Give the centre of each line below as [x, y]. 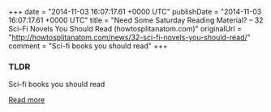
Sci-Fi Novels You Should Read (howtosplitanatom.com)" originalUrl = [125, 29]
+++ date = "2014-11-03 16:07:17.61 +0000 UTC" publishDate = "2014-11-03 [135, 12]
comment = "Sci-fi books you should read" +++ [88, 46]
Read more [27, 100]
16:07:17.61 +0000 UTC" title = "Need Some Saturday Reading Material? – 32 [136, 20]
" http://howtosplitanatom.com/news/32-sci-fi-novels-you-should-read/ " [130, 37]
